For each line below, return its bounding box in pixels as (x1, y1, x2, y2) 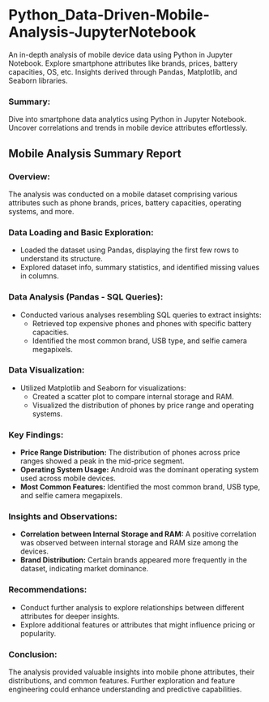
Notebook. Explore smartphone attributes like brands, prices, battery (8, 58, 238, 68)
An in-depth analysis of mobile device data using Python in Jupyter (8, 50, 233, 59)
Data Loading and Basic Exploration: (8, 226, 154, 238)
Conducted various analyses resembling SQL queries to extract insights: (19, 310, 262, 320)
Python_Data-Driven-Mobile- (8, 6, 211, 24)
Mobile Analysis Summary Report (8, 146, 181, 160)
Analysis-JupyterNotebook (8, 23, 197, 41)
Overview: (8, 170, 50, 182)
